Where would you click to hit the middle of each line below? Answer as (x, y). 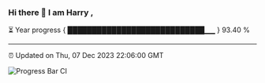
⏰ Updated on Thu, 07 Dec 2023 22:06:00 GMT (86, 56)
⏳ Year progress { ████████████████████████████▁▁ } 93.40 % (129, 30)
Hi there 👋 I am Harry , (51, 13)
